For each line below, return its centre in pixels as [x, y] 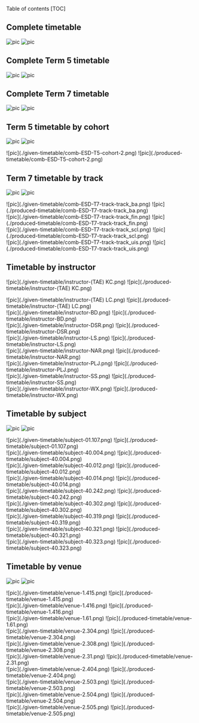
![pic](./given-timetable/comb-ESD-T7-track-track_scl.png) [79, 230]
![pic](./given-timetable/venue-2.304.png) [58, 631]
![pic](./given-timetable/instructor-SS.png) [58, 376]
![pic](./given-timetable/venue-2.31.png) [56, 656]
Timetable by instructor [51, 268]
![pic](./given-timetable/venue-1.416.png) [57, 605]
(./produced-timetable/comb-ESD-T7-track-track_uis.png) [78, 249]
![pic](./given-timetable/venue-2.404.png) [58, 669]
